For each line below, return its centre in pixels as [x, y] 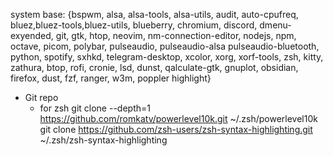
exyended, [32, 35]
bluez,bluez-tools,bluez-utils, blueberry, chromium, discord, [134, 25]
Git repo [41, 97]
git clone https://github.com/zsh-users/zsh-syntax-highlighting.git [176, 129]
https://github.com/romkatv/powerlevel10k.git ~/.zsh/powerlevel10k [178, 118]
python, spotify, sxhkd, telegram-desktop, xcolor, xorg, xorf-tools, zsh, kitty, [167, 57]
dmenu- [275, 25]
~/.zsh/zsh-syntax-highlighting [103, 140]
